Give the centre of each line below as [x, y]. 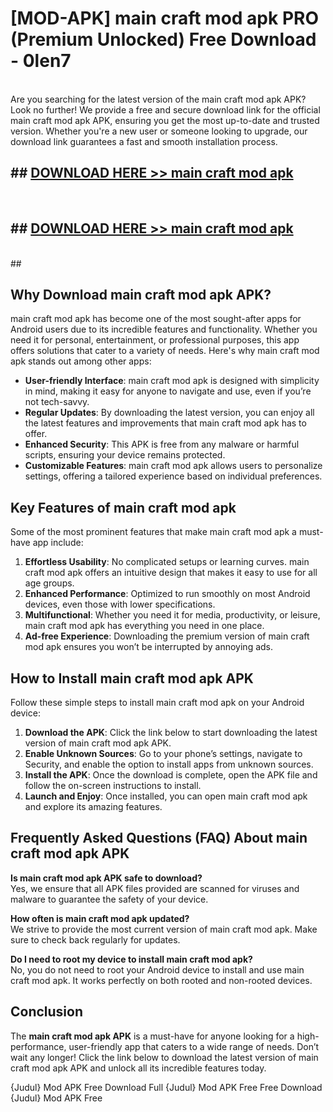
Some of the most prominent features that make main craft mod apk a [153, 532]
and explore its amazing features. [93, 806]
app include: [58, 543]
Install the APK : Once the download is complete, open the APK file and [171, 775]
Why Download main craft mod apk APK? [141, 294]
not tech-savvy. [57, 402]
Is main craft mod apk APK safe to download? [106, 878]
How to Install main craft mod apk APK [132, 678]
